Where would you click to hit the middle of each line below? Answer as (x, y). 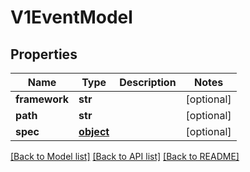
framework (42, 99)
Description (148, 82)
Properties (44, 54)
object (94, 131)
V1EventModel (71, 17)
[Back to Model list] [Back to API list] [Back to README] (125, 156)
